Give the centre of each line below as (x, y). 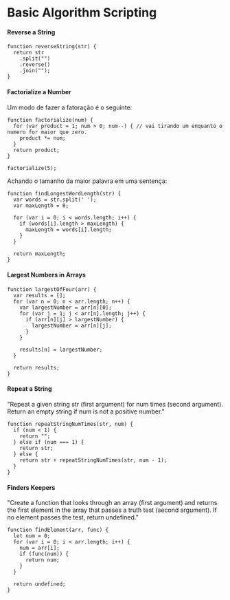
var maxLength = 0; (41, 205)
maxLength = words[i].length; (68, 229)
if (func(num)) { (44, 554)
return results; (36, 367)
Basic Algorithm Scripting (82, 13)
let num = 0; (32, 536)
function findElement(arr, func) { (58, 530)
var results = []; (40, 295)
